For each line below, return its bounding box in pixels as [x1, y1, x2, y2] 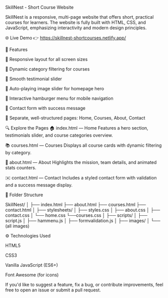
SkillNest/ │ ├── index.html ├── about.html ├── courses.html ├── [5, 202, 146, 207]
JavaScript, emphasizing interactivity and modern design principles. [5, 25, 147, 31]
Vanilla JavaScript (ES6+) [5, 262, 58, 268]
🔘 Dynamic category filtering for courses [5, 66, 90, 72]
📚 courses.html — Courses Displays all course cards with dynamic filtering [5, 142, 162, 148]
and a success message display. [5, 182, 73, 188]
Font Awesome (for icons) [5, 272, 59, 278]
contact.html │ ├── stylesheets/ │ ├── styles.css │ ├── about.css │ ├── [5, 207, 160, 213]
